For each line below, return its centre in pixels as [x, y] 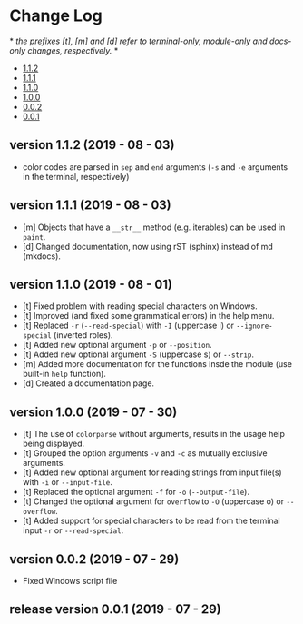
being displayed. [54, 444]
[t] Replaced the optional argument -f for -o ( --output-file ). [136, 492]
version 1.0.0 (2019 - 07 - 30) [93, 412]
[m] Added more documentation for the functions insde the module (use [157, 364]
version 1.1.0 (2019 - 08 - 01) [91, 284]
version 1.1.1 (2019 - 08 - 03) [91, 205]
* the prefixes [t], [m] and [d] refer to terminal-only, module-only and [138, 41]
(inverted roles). [83, 335]
